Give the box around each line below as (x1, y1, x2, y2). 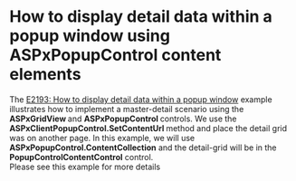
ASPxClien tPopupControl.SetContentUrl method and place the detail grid (9, 122, 288, 133)
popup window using (9, 25, 170, 46)
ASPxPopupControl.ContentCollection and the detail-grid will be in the (9, 142, 278, 153)
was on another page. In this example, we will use (9, 132, 196, 143)
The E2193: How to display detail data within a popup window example (9, 93, 273, 105)
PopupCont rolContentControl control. (9, 151, 154, 162)
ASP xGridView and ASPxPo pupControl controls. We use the (9, 113, 237, 124)
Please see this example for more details (9, 161, 161, 172)
